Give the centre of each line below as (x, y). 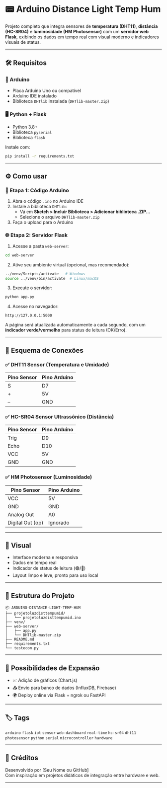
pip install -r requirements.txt (40, 156)
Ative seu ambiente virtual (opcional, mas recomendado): (71, 265)
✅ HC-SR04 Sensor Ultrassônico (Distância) (60, 416)
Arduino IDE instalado (35, 96)
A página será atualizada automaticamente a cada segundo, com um (75, 325)
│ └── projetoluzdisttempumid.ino (43, 618)
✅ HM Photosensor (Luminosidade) (49, 477)
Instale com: (18, 147)
